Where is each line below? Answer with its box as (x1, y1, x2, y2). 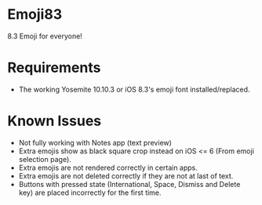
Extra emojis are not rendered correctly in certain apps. (18, 163, 198, 172)
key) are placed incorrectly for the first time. (18, 188, 162, 197)
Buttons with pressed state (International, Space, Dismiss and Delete (18, 179, 241, 189)
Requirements (7, 59, 101, 77)
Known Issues (7, 112, 102, 130)
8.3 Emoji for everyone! (7, 31, 83, 41)
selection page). (18, 154, 71, 164)
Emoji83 (7, 5, 63, 23)
